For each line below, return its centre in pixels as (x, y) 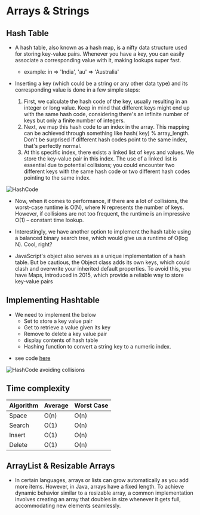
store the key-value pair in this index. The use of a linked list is (100, 159)
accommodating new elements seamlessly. (68, 506)
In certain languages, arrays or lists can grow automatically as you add (102, 480)
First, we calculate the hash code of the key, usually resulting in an (106, 101)
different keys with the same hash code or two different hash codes (107, 171)
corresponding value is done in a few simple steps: (77, 90)
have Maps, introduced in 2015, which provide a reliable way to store (99, 275)
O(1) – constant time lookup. (49, 220)
